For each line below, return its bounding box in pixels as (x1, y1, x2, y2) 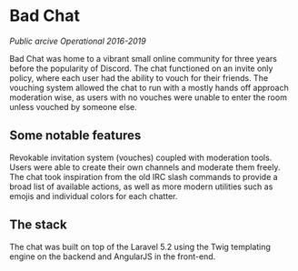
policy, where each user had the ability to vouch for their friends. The (9, 72, 269, 83)
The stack (9, 217, 67, 233)
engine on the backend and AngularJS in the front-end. (9, 251, 216, 262)
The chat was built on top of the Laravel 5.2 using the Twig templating (9, 241, 271, 252)
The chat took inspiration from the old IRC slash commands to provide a (9, 171, 279, 182)
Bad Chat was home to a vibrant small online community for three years (9, 53, 277, 64)
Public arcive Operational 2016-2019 (9, 35, 147, 46)
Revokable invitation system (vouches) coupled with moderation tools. (9, 152, 273, 163)
